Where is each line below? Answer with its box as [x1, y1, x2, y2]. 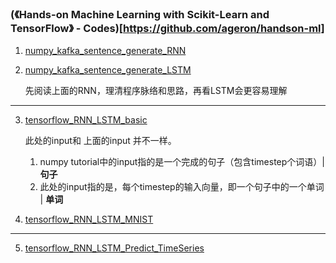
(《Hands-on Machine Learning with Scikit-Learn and [10, 7, 270, 21]
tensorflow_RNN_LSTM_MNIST [24, 213, 154, 226]
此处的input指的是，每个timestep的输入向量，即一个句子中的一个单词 [39, 181, 325, 193]
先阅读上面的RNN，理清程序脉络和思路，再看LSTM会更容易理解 [24, 85, 288, 97]
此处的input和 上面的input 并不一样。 [24, 135, 177, 147]
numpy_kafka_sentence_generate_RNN [24, 45, 187, 57]
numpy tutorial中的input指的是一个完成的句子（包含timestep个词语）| [39, 156, 325, 168]
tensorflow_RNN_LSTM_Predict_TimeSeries [24, 242, 205, 254]
